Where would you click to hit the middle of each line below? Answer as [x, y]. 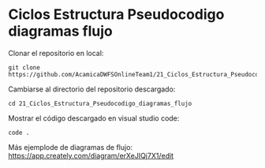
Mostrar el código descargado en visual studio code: [94, 118]
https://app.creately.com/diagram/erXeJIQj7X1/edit [91, 155]
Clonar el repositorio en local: [56, 53]
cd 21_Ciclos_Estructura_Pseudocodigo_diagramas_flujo [100, 103]
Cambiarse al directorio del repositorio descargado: [92, 89]
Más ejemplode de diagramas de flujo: [70, 147]
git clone [24, 67]
